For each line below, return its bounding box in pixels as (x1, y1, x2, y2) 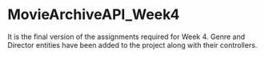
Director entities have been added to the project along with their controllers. (7, 40, 258, 49)
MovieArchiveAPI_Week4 (7, 6, 180, 24)
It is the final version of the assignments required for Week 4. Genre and (7, 32, 246, 41)
